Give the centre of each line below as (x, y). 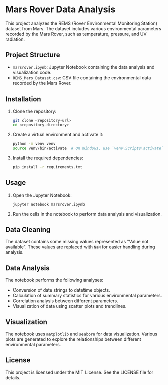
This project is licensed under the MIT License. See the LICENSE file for (79, 372)
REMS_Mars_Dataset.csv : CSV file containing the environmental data (82, 78)
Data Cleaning (28, 230)
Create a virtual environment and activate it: (58, 135)
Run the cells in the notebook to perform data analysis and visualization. (87, 214)
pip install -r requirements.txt (48, 167)
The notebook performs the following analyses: (54, 280)
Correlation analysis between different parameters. (65, 301)
